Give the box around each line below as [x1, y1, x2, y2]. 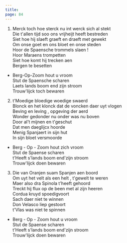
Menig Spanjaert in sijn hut [12, 129, 68, 135]
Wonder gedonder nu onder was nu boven [12, 113, 100, 119]
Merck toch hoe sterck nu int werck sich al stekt [12, 25, 111, 31]
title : [5, 7, 19, 12]
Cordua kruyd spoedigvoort [12, 191, 69, 197]
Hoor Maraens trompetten [12, 52, 66, 58]
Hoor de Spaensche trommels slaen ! [12, 47, 89, 53]
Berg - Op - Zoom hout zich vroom [12, 144, 84, 150]
